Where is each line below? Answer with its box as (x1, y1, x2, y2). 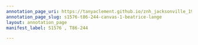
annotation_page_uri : (6, 8, 60, 15)
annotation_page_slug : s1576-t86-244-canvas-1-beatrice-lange (6, 14, 162, 20)
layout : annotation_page (6, 19, 67, 25)
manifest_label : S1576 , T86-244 (6, 25, 88, 31)
